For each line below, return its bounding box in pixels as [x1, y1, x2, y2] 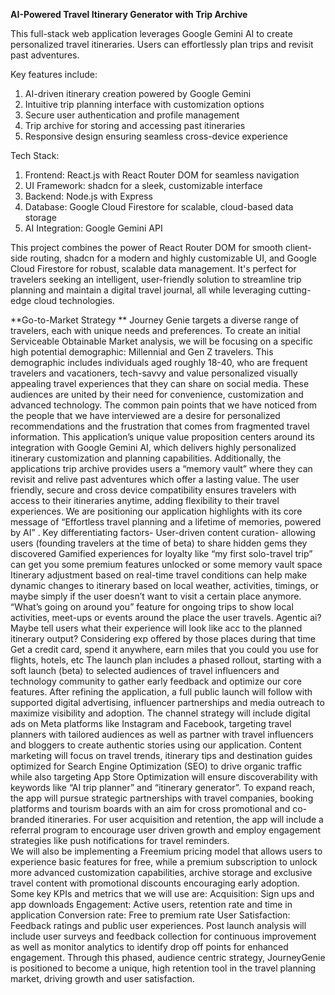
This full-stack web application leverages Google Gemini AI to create [10, 28, 293, 39]
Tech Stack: [10, 150, 60, 161]
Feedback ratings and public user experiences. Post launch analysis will [10, 920, 307, 931]
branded [10, 814, 46, 825]
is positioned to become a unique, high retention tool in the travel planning [10, 962, 317, 974]
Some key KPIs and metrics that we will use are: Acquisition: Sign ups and [10, 888, 315, 899]
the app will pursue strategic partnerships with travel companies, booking [10, 792, 314, 804]
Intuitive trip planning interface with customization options [24, 99, 265, 110]
